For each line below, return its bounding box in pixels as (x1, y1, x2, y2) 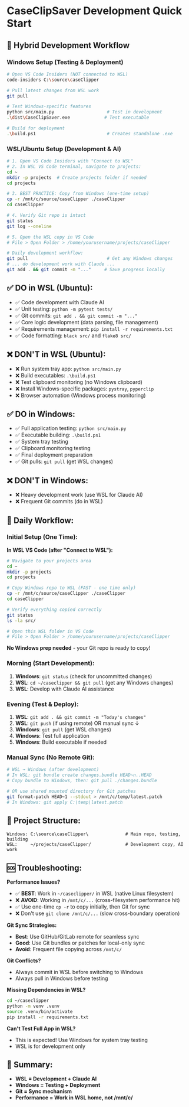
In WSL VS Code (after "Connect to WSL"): (6, 546, 113, 553)
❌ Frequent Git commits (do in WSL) (15, 498, 103, 505)
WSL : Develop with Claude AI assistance (15, 685, 114, 692)
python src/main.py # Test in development (6, 109, 163, 115)
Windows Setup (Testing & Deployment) (6, 58, 124, 66)
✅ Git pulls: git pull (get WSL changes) (15, 458, 114, 465)
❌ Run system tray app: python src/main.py (15, 365, 121, 372)
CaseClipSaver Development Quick (6, 4, 182, 18)
